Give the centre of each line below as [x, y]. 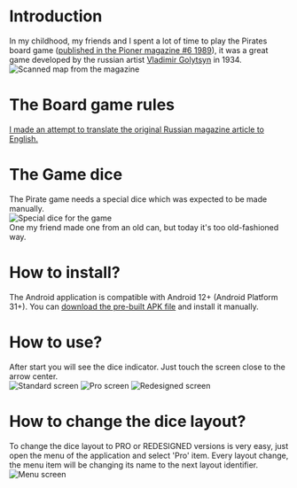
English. [23, 138]
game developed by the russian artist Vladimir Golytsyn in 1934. [125, 59]
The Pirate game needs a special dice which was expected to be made [138, 199]
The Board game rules [92, 105]
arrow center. [34, 376]
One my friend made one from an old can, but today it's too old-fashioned [144, 227]
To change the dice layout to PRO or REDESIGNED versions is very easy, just [149, 445]
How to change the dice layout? [128, 421]
